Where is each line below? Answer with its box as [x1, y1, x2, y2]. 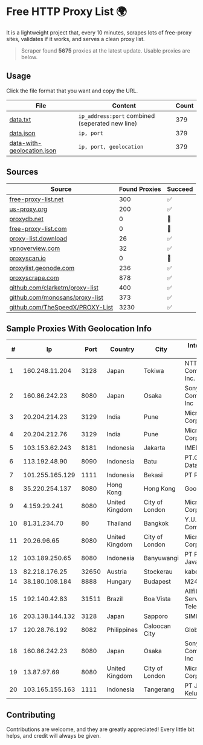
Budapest [144, 578, 171, 586]
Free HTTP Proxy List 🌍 [6, 5, 127, 19]
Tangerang [144, 685, 175, 694]
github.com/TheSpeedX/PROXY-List [9, 303, 114, 311]
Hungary [106, 578, 132, 586]
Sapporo [144, 612, 168, 621]
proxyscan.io [9, 254, 47, 262]
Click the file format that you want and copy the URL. [6, 87, 138, 94]
